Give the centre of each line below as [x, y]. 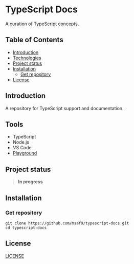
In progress [30, 182]
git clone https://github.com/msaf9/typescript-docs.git [67, 223]
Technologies [27, 58]
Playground [25, 153]
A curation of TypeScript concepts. [42, 24]
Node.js [21, 142]
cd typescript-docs [26, 227]
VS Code [22, 148]
